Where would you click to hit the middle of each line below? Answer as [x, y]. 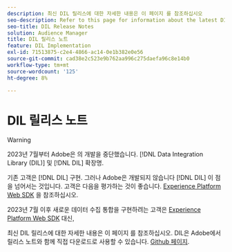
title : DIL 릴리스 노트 [38, 39]
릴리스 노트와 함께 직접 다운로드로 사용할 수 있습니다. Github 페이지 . [98, 242]
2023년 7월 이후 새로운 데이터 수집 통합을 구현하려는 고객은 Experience [104, 210]
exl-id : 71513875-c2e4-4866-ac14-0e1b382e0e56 [75, 53]
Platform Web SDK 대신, [41, 218]
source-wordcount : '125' [43, 71]
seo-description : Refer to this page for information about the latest [112, 20]
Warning [19, 140]
